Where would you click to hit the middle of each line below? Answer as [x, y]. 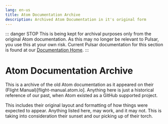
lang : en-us [18, 10]
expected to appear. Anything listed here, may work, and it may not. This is [83, 111]
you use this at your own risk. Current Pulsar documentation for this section [84, 45]
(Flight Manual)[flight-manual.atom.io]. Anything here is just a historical [79, 90]
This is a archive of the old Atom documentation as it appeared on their [79, 85]
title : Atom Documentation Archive [43, 15]
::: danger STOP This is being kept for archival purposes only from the [78, 34]
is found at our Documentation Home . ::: [47, 50]
